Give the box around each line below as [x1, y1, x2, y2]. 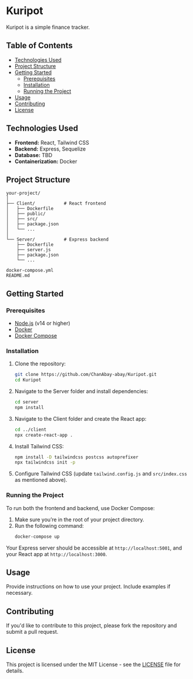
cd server [14, 399, 39, 405]
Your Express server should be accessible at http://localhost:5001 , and [6, 544, 182, 551]
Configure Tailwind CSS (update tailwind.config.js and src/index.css [14, 470, 188, 477]
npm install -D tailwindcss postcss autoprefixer [14, 454, 139, 460]
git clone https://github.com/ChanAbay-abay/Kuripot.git [14, 372, 157, 378]
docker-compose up [14, 534, 60, 540]
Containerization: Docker [14, 158, 77, 165]
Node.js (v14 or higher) [14, 319, 70, 327]
